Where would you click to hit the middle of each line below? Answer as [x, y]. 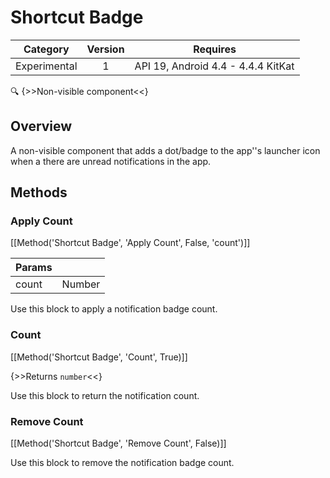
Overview [41, 126]
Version [105, 49]
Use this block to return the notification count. [105, 395]
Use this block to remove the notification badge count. [122, 463]
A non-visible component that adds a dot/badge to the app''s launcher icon [165, 150]
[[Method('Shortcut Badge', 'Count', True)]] [99, 357]
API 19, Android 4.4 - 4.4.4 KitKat [214, 66]
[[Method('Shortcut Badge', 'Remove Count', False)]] [118, 443]
